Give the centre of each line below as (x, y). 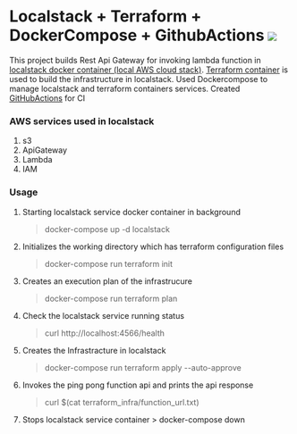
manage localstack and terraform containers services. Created (125, 88)
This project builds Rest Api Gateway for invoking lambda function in (135, 60)
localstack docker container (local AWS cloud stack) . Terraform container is (149, 70)
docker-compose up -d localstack (107, 229)
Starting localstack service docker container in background (132, 212)
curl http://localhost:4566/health (105, 333)
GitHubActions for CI (47, 98)
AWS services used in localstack (82, 121)
